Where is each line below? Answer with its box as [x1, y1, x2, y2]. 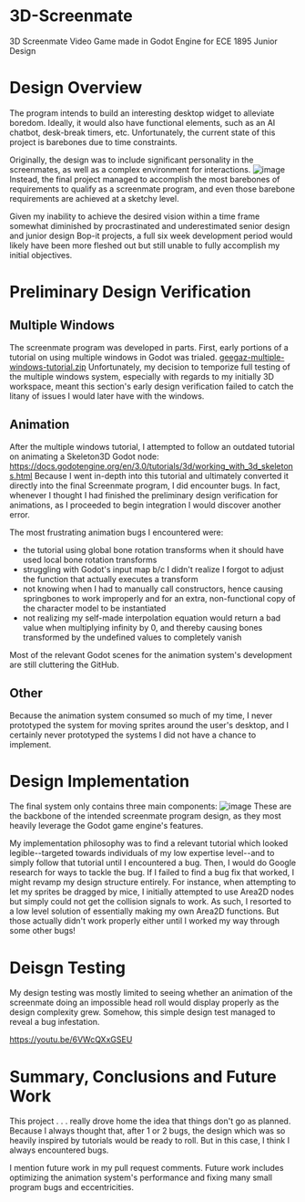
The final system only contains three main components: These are [9, 800, 292, 812]
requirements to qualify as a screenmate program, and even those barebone [9, 183, 296, 194]
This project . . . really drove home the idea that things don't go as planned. [9, 1115, 291, 1127]
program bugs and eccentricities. [9, 1182, 135, 1193]
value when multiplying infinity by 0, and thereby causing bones [22, 622, 263, 632]
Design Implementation [9, 770, 190, 791]
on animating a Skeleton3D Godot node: [9, 451, 159, 462]
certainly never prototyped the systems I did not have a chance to [9, 729, 257, 740]
